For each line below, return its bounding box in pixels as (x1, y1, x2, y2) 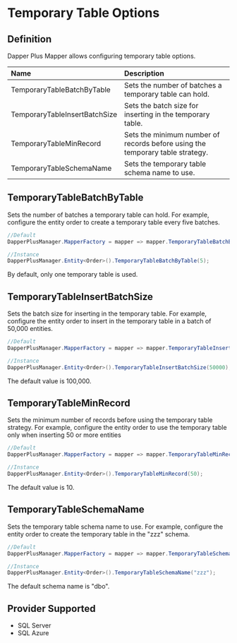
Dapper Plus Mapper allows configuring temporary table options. (7, 52, 196, 60)
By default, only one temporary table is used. (7, 270, 138, 279)
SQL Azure (17, 629, 49, 637)
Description (123, 68, 164, 78)
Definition (7, 33, 51, 45)
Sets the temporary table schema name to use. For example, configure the (7, 522, 224, 531)
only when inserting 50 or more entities (7, 431, 121, 439)
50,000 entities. (7, 325, 53, 333)
